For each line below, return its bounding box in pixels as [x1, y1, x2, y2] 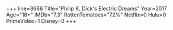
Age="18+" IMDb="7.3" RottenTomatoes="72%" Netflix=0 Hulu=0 [6, 11, 166, 18]
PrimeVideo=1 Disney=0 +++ [6, 18, 76, 24]
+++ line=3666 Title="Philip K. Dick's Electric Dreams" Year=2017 [6, 5, 167, 12]
